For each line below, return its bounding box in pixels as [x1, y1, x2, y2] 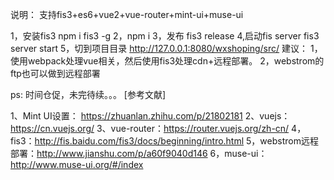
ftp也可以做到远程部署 [10, 68, 101, 79]
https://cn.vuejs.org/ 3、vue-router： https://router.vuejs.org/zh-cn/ [10, 123, 290, 134]
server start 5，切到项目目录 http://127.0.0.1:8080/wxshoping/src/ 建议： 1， [10, 43, 323, 54]
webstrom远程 [259, 135, 319, 147]
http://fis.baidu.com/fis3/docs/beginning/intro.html [34, 135, 245, 147]
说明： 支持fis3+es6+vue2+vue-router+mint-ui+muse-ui [10, 9, 244, 20]
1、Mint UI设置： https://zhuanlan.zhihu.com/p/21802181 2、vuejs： [10, 110, 291, 122]
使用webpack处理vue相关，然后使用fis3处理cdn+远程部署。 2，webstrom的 [10, 55, 325, 67]
